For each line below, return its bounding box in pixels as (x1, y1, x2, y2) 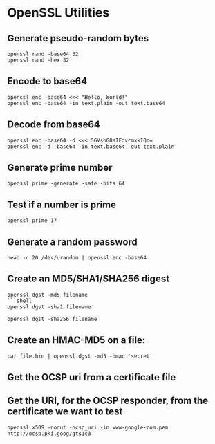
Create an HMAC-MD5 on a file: (7, 334, 146, 346)
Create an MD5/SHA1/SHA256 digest (7, 273, 170, 285)
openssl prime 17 (7, 217, 57, 224)
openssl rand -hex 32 (7, 57, 70, 64)
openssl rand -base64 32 (7, 50, 79, 57)
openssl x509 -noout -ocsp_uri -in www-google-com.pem (7, 424, 169, 431)
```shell (7, 297, 32, 304)
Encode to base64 (7, 75, 88, 87)
